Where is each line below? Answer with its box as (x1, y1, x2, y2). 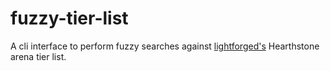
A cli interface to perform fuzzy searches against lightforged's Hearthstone (10, 40, 320, 52)
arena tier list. (10, 50, 67, 62)
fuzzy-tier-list (10, 7, 129, 30)
